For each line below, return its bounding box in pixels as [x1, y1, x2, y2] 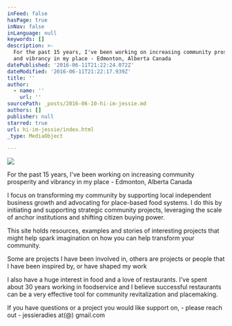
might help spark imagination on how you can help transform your [7, 234, 195, 242]
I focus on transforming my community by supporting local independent [7, 191, 212, 199]
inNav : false [7, 23, 45, 30]
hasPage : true [7, 17, 48, 24]
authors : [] [7, 107, 41, 114]
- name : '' [13, 87, 45, 94]
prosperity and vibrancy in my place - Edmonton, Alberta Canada [7, 178, 193, 186]
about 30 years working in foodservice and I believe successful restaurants [7, 283, 222, 291]
